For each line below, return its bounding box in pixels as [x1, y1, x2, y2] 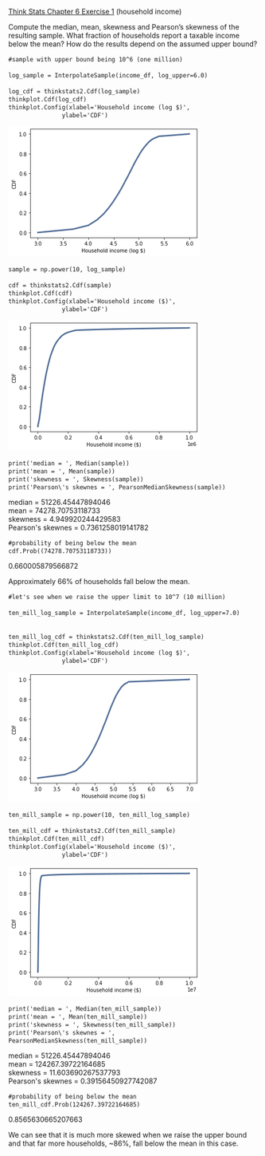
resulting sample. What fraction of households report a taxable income [8, 31, 240, 40]
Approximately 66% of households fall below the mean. [8, 577, 190, 586]
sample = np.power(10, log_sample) [8, 266, 127, 274]
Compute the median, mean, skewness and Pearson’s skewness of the [8, 22, 240, 31]
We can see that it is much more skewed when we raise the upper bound [8, 1130, 247, 1139]
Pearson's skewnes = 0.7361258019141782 [8, 523, 149, 532]
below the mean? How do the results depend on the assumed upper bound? [8, 39, 258, 49]
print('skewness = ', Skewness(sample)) [8, 475, 145, 483]
